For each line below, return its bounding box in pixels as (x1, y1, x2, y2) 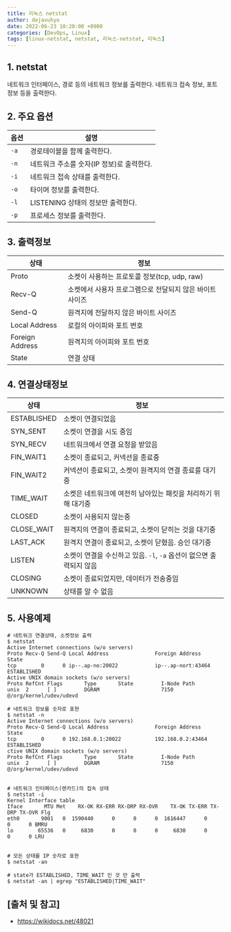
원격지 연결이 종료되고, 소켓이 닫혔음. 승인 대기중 (63, 537, 212, 547)
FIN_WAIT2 (10, 470, 47, 480)
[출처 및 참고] (7, 898, 60, 910)
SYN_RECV (10, 439, 47, 449)
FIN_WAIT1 (10, 452, 47, 462)
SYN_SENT (10, 427, 47, 436)
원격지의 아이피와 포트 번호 (67, 337, 150, 346)
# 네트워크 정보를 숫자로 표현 (7, 706, 80, 713)
